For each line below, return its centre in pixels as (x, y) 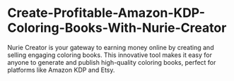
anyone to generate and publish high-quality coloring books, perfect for (112, 62)
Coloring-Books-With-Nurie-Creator (117, 28)
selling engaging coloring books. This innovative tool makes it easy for (110, 55)
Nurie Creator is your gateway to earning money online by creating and (111, 47)
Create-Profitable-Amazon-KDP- (106, 13)
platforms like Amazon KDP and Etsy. (61, 70)
